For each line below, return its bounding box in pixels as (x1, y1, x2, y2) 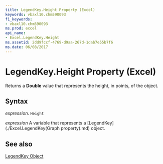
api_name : (5, 30, 26, 35)
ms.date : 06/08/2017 (5, 44, 49, 49)
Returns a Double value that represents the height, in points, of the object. (5, 82, 159, 88)
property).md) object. (61, 125, 105, 131)
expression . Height (5, 110, 44, 116)
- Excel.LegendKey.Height (5, 35, 59, 40)
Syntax (5, 97, 28, 105)
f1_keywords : (5, 16, 33, 21)
